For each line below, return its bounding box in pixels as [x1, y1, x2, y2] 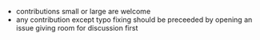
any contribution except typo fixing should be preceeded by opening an [15, 15, 253, 24]
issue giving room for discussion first [15, 24, 138, 32]
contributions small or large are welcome [15, 7, 151, 16]
